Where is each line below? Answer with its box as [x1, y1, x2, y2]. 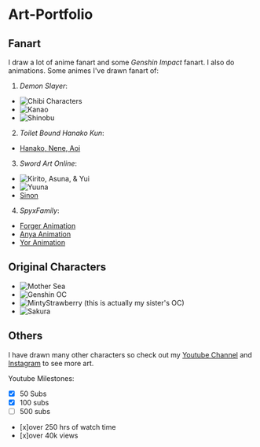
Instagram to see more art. [8, 358, 94, 368]
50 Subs [19, 389, 47, 398]
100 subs [19, 398, 49, 407]
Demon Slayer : [19, 81, 68, 90]
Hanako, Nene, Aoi [19, 144, 81, 152]
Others [8, 329, 43, 343]
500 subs [19, 406, 51, 416]
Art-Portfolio [8, 5, 93, 24]
